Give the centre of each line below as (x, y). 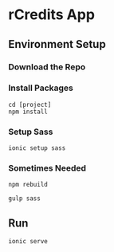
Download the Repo (47, 67)
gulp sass (25, 199)
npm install (28, 112)
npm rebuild (28, 185)
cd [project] (30, 104)
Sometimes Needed (47, 168)
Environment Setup (57, 44)
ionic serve (28, 242)
